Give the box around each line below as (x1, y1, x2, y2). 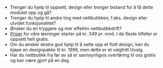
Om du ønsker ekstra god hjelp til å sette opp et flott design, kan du (10, 41, 149, 47)
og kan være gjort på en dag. (10, 57, 70, 63)
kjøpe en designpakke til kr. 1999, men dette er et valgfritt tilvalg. (10, 47, 144, 52)
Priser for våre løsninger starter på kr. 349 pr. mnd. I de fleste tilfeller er (10, 31, 158, 36)
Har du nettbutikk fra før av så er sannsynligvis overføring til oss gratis (10, 52, 156, 58)
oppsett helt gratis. (10, 36, 49, 42)
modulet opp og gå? (10, 9, 52, 15)
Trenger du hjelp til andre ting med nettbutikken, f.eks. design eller (10, 15, 148, 20)
